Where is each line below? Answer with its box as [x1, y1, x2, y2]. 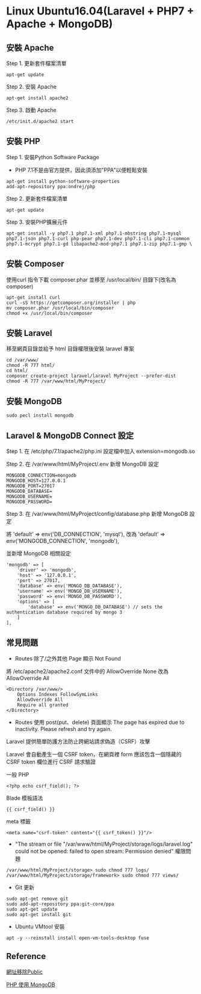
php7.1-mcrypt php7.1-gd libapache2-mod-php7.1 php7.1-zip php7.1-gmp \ [6, 241, 193, 247]
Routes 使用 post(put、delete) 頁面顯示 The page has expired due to [14, 718, 185, 726]
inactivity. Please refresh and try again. [14, 725, 113, 732]
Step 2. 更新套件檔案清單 [6, 195, 68, 202]
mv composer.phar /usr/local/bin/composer [6, 305, 114, 311]
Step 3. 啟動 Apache [6, 107, 57, 113]
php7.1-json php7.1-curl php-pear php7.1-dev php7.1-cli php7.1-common [6, 235, 190, 242]
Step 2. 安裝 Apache [6, 83, 57, 90]
